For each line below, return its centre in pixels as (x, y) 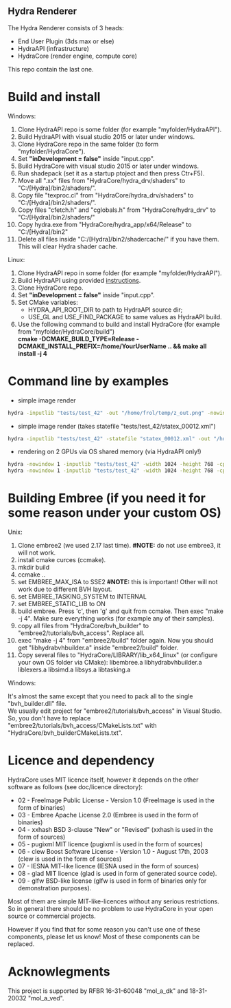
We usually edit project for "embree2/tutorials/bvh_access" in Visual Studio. (115, 711)
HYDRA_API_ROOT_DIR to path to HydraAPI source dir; (105, 310)
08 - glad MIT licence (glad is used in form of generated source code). (117, 874)
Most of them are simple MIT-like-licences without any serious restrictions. (114, 901)
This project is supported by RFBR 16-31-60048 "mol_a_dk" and (98, 991)
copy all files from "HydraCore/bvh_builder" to (83, 626)
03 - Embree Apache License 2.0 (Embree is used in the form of (108, 815)
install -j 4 (32, 353)
